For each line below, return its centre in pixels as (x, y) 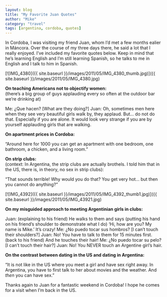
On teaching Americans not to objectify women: (56, 88)
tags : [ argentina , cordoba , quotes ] (43, 28)
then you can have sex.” (30, 276)
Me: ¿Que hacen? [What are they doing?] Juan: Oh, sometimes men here (80, 109)
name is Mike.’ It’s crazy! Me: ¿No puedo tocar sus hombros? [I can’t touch (82, 230)
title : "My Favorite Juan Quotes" (41, 14)
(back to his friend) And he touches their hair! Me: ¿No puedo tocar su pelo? (83, 240)
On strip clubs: (21, 159)
